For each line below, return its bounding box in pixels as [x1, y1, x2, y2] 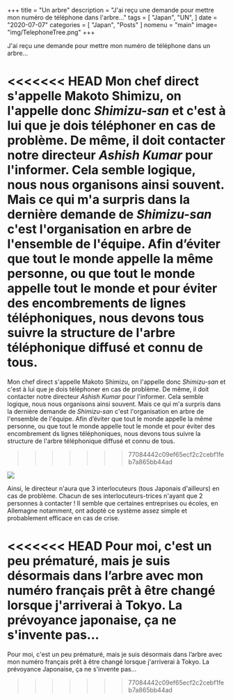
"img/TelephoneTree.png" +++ [7, 28, 95, 36]
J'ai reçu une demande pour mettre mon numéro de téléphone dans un [7, 42, 211, 49]
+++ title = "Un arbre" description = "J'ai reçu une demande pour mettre [7, 6, 214, 14]
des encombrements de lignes [7, 295, 186, 311]
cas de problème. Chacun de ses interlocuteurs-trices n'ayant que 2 [7, 491, 203, 500]
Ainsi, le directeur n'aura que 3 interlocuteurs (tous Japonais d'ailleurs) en [7, 484, 220, 492]
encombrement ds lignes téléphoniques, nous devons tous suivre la [7, 429, 201, 437]
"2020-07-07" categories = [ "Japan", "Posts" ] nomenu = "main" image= [7, 21, 218, 29]
